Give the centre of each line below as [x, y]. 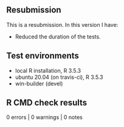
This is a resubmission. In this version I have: [62, 24]
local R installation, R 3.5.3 [48, 70]
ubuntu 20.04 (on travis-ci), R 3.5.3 [59, 77]
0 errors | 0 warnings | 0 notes [45, 117]
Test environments [43, 56]
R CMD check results [47, 103]
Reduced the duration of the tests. [58, 37]
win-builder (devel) [39, 83]
